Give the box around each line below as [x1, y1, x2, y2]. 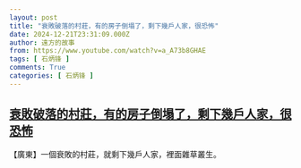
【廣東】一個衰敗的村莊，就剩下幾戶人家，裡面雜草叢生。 [9, 148, 221, 159]
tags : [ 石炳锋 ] [9, 55, 70, 63]
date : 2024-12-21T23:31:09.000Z [9, 29, 130, 38]
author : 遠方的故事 [9, 38, 75, 47]
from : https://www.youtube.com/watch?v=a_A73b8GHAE [9, 46, 206, 55]
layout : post [9, 13, 58, 22]
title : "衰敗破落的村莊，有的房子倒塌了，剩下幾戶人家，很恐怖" [9, 21, 219, 30]
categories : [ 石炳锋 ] [9, 71, 94, 80]
